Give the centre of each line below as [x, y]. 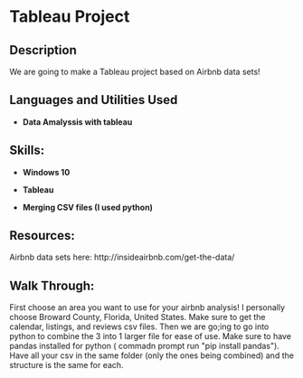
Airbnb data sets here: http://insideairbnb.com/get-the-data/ [122, 257]
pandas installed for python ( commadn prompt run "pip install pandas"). [145, 346]
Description [43, 50]
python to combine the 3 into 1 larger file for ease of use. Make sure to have [151, 336]
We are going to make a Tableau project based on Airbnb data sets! [135, 71]
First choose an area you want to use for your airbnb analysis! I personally [147, 307]
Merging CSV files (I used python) [88, 207]
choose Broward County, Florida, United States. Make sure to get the [137, 317]
